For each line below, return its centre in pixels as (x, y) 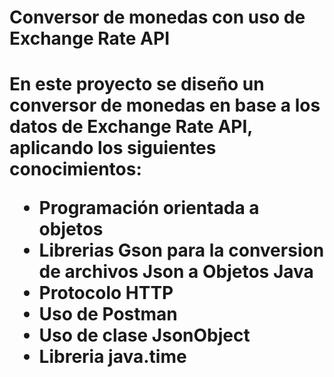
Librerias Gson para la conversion (181, 250)
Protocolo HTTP (106, 293)
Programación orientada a (149, 208)
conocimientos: (75, 169)
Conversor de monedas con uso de (157, 17)
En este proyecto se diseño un (137, 84)
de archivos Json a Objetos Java (176, 272)
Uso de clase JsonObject (144, 335)
